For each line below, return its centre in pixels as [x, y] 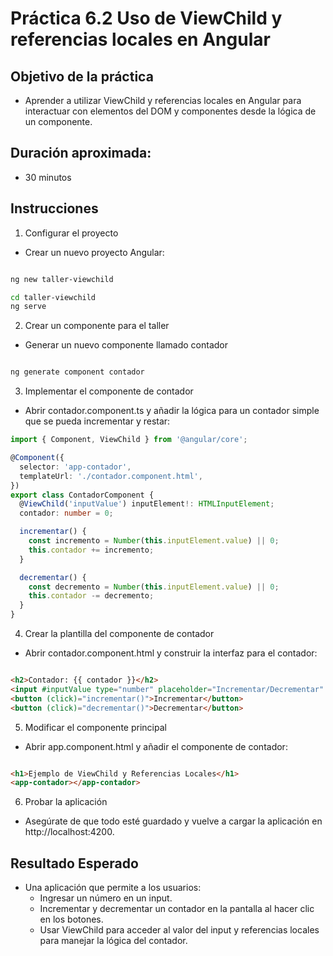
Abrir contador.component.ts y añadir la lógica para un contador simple [172, 411]
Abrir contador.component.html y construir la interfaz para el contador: [171, 653]
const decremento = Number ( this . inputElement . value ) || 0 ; [154, 587]
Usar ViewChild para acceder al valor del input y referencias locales [179, 930]
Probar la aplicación [66, 802]
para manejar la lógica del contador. [113, 941]
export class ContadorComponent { [82, 495]
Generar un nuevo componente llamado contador [126, 345]
